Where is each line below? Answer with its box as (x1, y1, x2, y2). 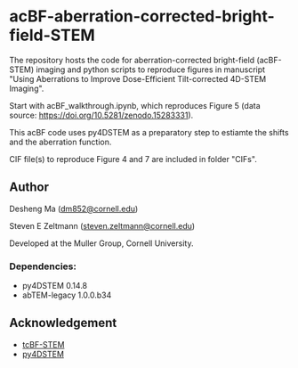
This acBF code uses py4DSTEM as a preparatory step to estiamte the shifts (9, 127, 289, 137)
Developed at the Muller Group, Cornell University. (9, 238, 194, 249)
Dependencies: (9, 260, 77, 273)
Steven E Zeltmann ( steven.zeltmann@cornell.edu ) (9, 220, 196, 231)
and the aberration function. (9, 136, 112, 147)
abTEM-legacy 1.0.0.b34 (21, 290, 112, 300)
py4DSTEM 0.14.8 (21, 281, 88, 291)
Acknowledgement (9, 315, 117, 331)
